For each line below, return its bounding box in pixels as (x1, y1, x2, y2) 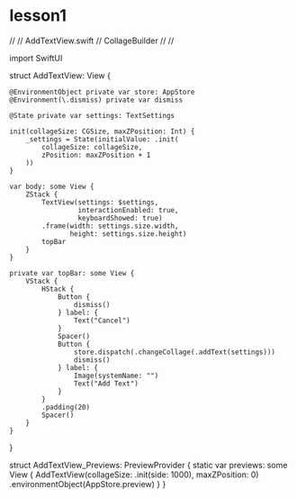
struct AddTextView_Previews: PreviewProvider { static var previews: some (9, 459, 288, 470)
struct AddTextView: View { (9, 69, 111, 81)
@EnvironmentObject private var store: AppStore (9, 87, 195, 96)
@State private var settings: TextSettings (9, 111, 175, 120)
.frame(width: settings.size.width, (41, 222, 179, 231)
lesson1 (9, 5, 67, 26)
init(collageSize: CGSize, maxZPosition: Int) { (9, 127, 195, 136)
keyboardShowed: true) (77, 213, 164, 222)
